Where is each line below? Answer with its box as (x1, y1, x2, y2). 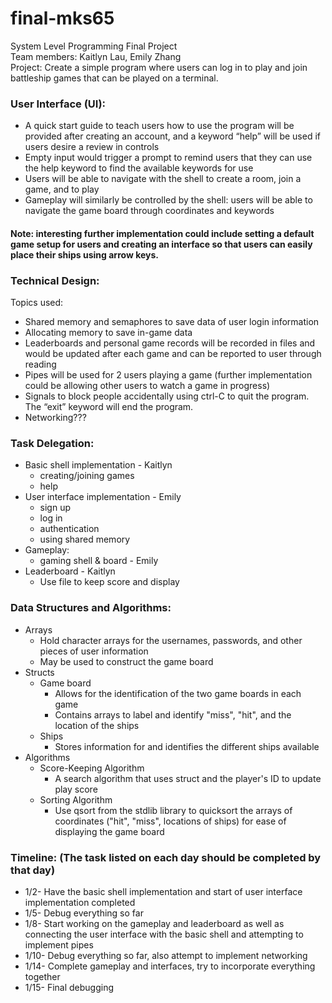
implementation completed (24, 897, 136, 909)
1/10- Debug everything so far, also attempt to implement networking (24, 950, 308, 962)
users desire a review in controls (24, 141, 160, 153)
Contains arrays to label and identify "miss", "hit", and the (54, 708, 292, 721)
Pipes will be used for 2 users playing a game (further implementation (24, 369, 313, 381)
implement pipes (24, 939, 94, 951)
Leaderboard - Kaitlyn (24, 565, 116, 577)
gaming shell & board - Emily (39, 555, 159, 567)
